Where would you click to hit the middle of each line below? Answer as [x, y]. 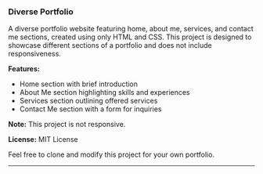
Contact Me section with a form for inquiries [90, 109]
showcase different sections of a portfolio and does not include [110, 45]
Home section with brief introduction [79, 84]
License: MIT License [43, 140]
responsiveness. [34, 54]
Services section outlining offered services [88, 101]
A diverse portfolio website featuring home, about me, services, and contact [131, 29]
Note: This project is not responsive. [67, 125]
